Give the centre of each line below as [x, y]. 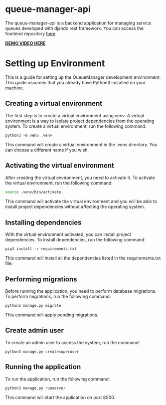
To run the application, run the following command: [58, 379]
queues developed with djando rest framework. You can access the [75, 28]
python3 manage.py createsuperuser [42, 352]
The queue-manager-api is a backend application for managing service [78, 23]
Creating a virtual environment [54, 103]
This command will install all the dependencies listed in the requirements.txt [83, 258]
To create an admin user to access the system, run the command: [73, 342]
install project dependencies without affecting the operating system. [75, 207]
